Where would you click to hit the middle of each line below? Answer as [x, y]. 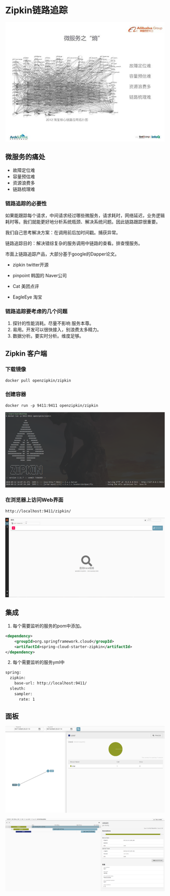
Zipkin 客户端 [26, 353]
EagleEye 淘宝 [27, 297]
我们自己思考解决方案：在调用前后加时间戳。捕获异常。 [63, 233]
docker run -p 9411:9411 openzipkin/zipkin [52, 406]
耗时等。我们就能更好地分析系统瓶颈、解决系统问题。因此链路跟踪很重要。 [83, 222]
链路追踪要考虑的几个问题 [36, 311]
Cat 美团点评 [26, 286]
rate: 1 [27, 699]
